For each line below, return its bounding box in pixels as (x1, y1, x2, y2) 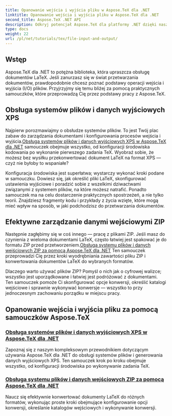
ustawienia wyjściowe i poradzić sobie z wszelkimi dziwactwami (5, 181, 141, 187)
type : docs (5, 27, 29, 32)
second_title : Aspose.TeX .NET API (5, 17, 81, 22)
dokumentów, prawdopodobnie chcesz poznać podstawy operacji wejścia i (5, 80, 164, 86)
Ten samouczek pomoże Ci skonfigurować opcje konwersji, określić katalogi (5, 279, 166, 286)
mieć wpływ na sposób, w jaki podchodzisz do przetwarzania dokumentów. (5, 202, 165, 209)
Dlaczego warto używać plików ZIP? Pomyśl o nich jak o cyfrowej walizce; (5, 268, 162, 275)
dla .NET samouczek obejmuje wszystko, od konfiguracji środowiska (5, 143, 150, 149)
